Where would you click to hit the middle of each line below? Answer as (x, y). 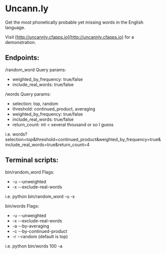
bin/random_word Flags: (30, 172)
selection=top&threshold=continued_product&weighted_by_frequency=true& (83, 139)
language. (15, 27)
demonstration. (21, 42)
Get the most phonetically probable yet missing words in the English (74, 22)
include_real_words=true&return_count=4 (47, 145)
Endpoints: (22, 58)
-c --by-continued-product (40, 231)
